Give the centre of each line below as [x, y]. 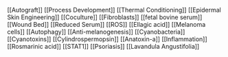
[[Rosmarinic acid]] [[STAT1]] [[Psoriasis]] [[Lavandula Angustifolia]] [103, 46]
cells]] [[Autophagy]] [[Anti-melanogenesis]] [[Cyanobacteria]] [96, 32]
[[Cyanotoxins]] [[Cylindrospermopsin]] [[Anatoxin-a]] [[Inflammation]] [107, 39]
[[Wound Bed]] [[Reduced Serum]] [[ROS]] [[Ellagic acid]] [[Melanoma [106, 24]
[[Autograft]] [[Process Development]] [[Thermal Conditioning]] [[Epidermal [114, 10]
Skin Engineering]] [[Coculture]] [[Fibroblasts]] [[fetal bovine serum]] [105, 17]
